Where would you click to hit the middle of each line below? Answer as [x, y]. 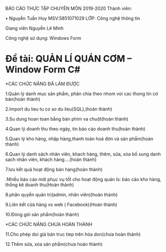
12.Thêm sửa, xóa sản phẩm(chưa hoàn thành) [54, 244]
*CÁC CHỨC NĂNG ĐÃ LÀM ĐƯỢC [43, 84]
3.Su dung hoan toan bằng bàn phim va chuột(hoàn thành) [67, 119]
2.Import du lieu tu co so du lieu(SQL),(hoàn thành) [59, 109]
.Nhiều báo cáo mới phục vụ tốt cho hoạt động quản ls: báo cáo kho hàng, [84, 179]
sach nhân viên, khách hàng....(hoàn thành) [51, 159]
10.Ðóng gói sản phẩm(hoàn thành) [42, 214]
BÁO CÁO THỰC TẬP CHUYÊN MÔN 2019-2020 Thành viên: [69, 8]
